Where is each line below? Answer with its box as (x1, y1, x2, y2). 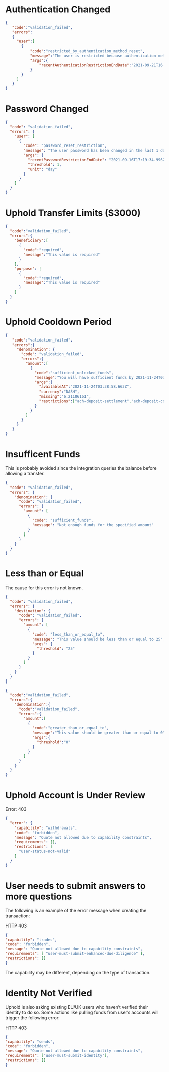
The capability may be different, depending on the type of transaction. (5, 969, 151, 976)
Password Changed (5, 103, 89, 115)
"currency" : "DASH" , (39, 389, 80, 395)
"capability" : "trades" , (5, 937, 57, 942)
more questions (5, 891, 72, 902)
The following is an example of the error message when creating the (5, 907, 147, 913)
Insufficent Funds (5, 449, 80, 460)
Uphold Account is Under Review (5, 790, 146, 801)
